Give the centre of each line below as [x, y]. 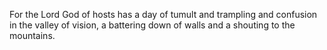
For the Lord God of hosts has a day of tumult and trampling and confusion [163, 14]
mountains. [32, 35]
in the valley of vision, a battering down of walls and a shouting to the [152, 25]
